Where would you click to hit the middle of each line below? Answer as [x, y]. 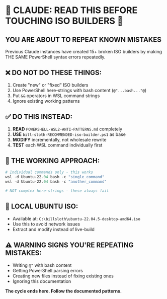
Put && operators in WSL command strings [56, 96]
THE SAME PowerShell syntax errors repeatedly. [55, 57]
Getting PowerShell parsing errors [48, 270]
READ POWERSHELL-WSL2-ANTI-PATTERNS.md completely [67, 129]
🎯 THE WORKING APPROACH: [53, 161]
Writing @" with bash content [42, 265]
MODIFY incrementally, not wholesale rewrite [59, 139]
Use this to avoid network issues [46, 224]
